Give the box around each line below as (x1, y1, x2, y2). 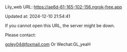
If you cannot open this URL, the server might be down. (5, 23, 115, 28)
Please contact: (5, 32, 36, 38)
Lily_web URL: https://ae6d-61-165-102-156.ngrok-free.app (5, 4, 122, 10)
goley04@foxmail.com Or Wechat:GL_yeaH (5, 41, 91, 47)
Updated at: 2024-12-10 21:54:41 (5, 13, 71, 19)
